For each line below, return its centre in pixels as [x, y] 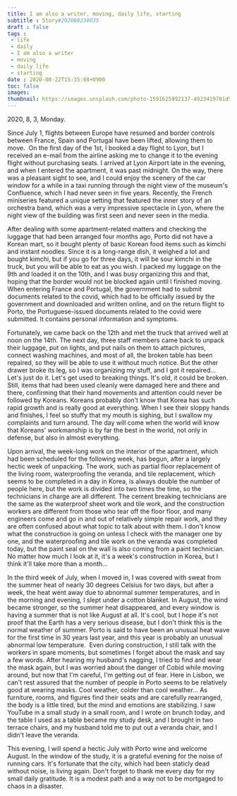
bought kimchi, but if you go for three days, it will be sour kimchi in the [110, 259]
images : [19, 92]
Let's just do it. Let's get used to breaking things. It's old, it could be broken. [118, 378]
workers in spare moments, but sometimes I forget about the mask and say [116, 652]
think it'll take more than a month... [57, 564]
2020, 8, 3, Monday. [36, 119]
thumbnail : [23, 99]
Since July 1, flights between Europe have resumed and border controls [111, 133]
